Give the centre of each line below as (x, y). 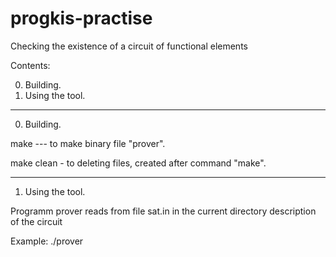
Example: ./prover (47, 241)
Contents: (30, 65)
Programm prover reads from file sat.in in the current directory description (163, 211)
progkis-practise (81, 18)
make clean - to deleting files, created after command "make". (138, 163)
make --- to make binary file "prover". (88, 143)
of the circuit (36, 221)
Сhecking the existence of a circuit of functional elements (129, 46)
